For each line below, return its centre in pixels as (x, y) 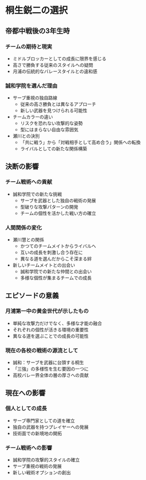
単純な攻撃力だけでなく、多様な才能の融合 (57, 323)
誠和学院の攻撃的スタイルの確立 (46, 460)
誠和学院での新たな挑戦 (37, 194)
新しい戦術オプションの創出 (42, 473)
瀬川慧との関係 (28, 240)
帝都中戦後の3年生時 (38, 31)
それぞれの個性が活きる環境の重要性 (51, 329)
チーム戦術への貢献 (29, 182)
